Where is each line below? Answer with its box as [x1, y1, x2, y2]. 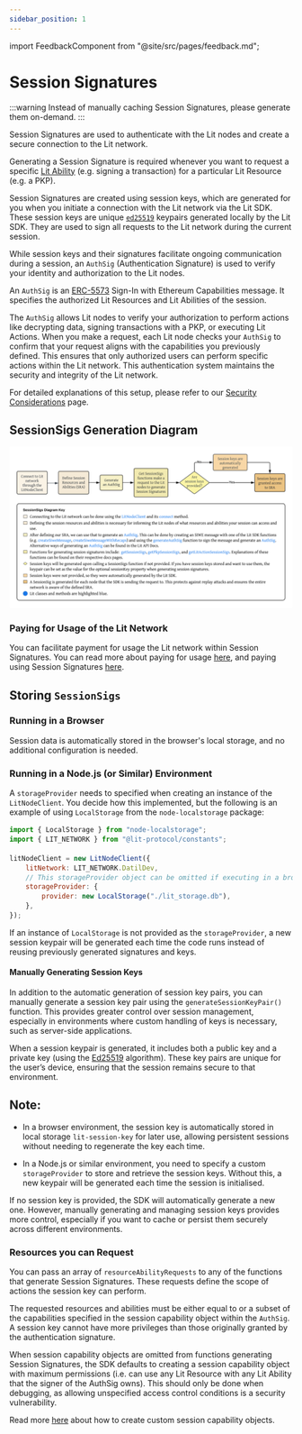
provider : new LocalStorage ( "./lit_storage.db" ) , [41, 892, 231, 901]
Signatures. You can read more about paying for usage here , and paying [9, 652, 277, 662]
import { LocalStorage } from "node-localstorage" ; [9, 826, 207, 835]
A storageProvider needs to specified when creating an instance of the [9, 788, 272, 799]
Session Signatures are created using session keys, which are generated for [9, 192, 291, 203]
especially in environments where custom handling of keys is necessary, [9, 1016, 278, 1027]
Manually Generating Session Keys [9, 967, 144, 978]
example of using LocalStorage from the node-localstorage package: [9, 807, 265, 817]
